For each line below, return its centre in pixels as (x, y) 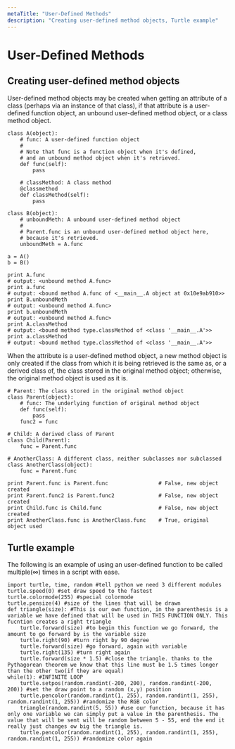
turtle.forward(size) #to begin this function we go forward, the (119, 628)
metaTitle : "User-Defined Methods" (59, 14)
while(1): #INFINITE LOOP (45, 677)
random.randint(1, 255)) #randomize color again (80, 739)
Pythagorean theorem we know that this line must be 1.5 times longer (113, 665)
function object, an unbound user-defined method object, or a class (129, 113)
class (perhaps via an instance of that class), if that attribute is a (100, 105)
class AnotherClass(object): (50, 465)
